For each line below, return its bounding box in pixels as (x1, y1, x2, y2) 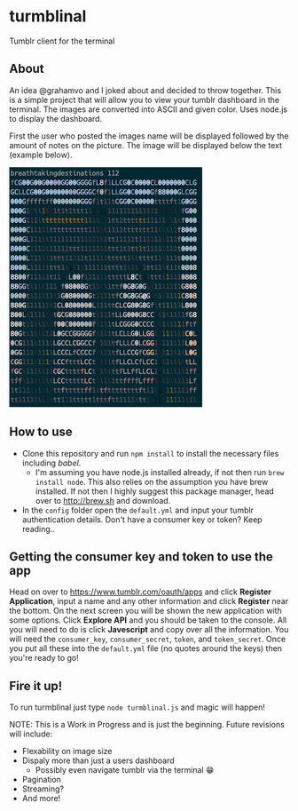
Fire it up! (9, 678, 63, 694)
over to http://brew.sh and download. (35, 495, 171, 505)
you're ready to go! (9, 653, 80, 664)
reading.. (21, 523, 55, 534)
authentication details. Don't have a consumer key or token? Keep (21, 513, 263, 525)
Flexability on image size (21, 746, 113, 757)
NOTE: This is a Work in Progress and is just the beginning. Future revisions (9, 720, 286, 730)
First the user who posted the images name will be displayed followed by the (9, 131, 289, 141)
